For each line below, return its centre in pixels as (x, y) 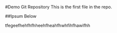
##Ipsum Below (21, 16)
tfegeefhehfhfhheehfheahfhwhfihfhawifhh (48, 25)
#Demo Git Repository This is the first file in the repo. (59, 7)
